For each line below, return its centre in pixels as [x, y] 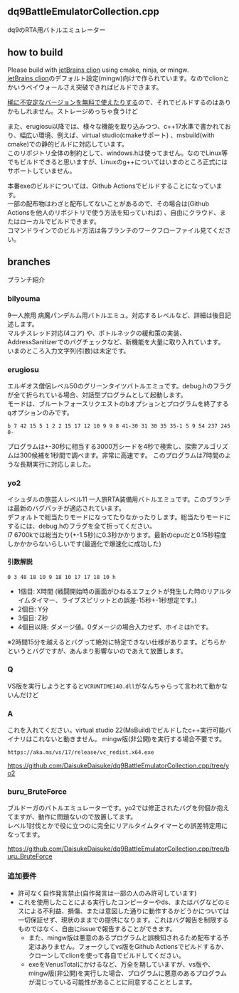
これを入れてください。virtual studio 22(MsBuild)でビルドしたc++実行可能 [116, 730]
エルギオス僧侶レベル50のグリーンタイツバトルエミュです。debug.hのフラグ [119, 386]
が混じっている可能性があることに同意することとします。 [112, 982]
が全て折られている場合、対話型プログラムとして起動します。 [97, 395]
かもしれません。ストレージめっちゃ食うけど [73, 111]
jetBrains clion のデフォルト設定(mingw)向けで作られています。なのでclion [115, 78]
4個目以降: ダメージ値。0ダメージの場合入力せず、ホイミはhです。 [115, 627]
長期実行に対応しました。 [57, 464]
